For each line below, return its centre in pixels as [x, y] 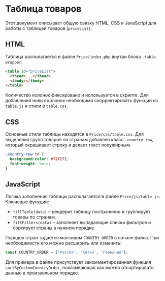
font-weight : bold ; [30, 164]
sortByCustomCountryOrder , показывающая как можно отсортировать [79, 268]
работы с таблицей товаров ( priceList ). [48, 28]
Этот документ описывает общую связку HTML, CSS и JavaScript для [81, 23]
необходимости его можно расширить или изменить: [63, 243]
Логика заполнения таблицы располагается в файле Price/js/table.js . [83, 197]
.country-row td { [25, 154]
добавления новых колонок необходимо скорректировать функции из [82, 101]
